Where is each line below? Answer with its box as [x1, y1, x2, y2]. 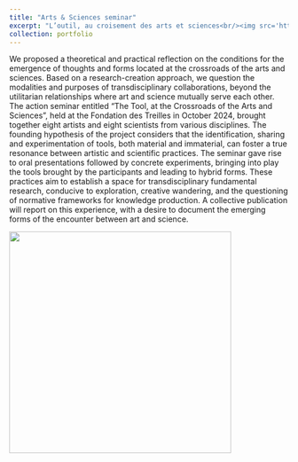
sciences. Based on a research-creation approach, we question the [9, 73, 255, 83]
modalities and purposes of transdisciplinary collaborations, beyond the [9, 82, 271, 93]
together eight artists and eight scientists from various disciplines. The [9, 120, 267, 130]
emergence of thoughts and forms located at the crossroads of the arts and [9, 63, 286, 74]
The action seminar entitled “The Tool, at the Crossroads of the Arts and [9, 101, 273, 112]
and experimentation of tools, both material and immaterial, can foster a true [9, 138, 288, 149]
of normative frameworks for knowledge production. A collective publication [9, 195, 288, 206]
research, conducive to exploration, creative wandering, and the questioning [9, 185, 288, 196]
